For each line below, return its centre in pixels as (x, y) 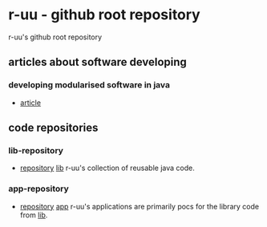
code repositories (53, 128)
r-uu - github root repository (104, 15)
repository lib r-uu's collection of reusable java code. (107, 168)
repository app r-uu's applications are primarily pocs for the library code (139, 206)
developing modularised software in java (89, 85)
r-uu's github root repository (55, 37)
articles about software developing (97, 62)
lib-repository (36, 150)
